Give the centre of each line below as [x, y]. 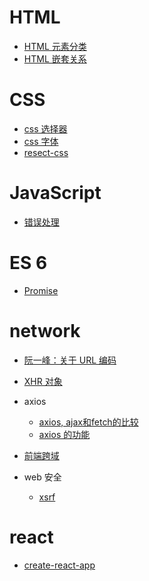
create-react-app [59, 565]
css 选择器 [45, 128]
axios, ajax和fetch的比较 [88, 422]
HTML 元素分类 [55, 46]
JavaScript [55, 193]
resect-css [46, 152]
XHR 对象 [43, 381]
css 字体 [41, 141]
